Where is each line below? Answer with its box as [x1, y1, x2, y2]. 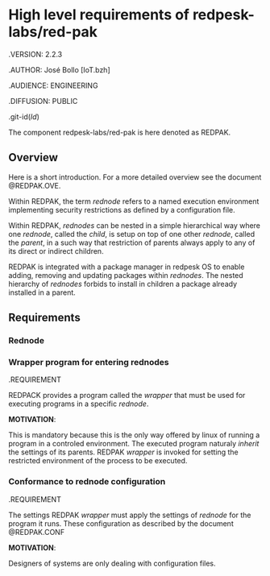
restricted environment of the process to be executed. [8, 456, 188, 466]
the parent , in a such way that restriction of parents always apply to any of [8, 238, 255, 247]
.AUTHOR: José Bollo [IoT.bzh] [8, 64, 110, 74]
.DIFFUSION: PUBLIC [8, 96, 78, 106]
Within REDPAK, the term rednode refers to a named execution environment [8, 196, 260, 206]
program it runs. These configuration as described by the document [8, 518, 234, 528]
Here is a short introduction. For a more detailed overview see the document [8, 172, 262, 182]
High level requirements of [8, 6, 190, 24]
